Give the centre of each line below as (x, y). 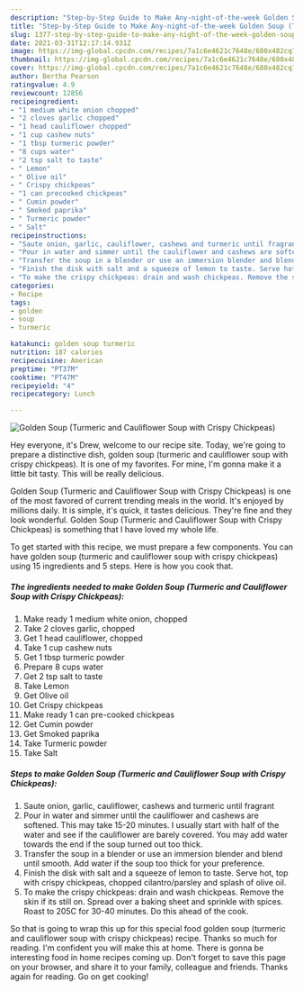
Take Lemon (46, 686)
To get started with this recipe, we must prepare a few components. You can (152, 547)
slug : (20, 34)
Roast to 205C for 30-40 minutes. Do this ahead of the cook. (136, 912)
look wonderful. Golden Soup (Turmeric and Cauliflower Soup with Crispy (146, 520)
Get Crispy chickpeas (63, 705)
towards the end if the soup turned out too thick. (113, 844)
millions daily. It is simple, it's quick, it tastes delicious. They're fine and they (151, 511)
